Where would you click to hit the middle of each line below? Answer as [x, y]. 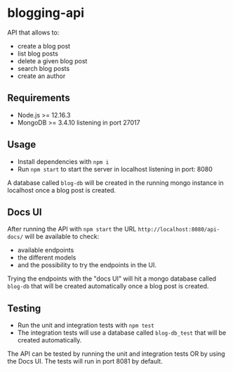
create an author [41, 76]
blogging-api [46, 13]
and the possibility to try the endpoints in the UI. [87, 265]
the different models [47, 257]
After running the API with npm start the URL [72, 229]
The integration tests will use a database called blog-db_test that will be [122, 333]
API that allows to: [33, 32]
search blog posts [44, 68]
